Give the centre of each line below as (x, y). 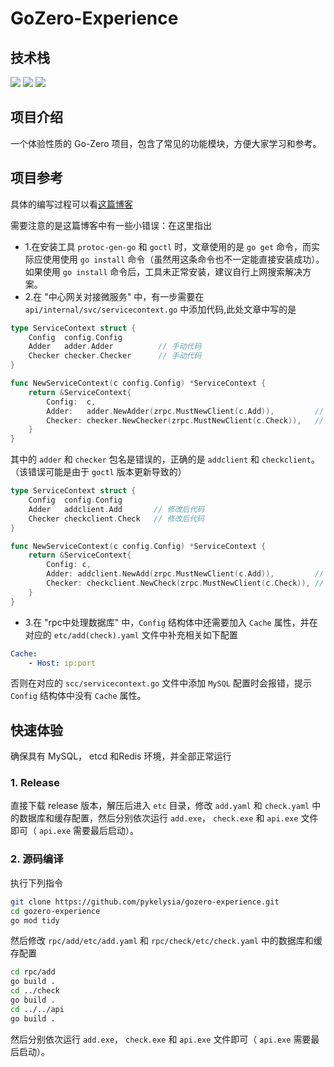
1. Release (35, 783)
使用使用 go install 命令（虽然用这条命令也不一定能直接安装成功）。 (183, 259)
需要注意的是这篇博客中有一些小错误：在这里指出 (111, 225)
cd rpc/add (33, 972)
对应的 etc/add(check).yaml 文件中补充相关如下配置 (131, 634)
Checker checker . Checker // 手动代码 (115, 356)
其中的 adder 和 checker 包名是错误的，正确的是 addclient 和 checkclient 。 (165, 459)
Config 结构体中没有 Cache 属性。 (78, 696)
